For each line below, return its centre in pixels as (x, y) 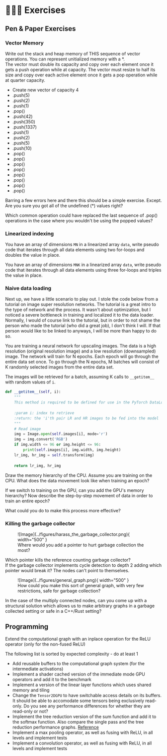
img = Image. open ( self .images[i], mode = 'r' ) (61, 434)
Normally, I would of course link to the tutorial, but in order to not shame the (83, 320)
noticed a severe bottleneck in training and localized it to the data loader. (80, 315)
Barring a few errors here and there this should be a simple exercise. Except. (83, 200)
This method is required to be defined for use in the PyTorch (81, 402)
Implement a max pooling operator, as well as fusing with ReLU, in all (83, 732)
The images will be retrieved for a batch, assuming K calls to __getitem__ (80, 377)
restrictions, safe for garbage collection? (59, 591)
